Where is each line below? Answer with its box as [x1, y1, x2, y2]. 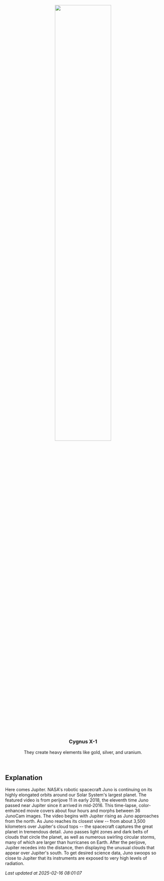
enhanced [5, 808, 26, 814]
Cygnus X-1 [69, 738, 97, 745]
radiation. [5, 861, 25, 867]
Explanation [5, 773, 43, 782]
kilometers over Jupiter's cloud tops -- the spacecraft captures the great [5, 823, 153, 829]
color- [138, 803, 151, 808]
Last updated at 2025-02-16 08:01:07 [5, 870, 82, 876]
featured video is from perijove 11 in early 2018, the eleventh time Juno [5, 797, 149, 803]
